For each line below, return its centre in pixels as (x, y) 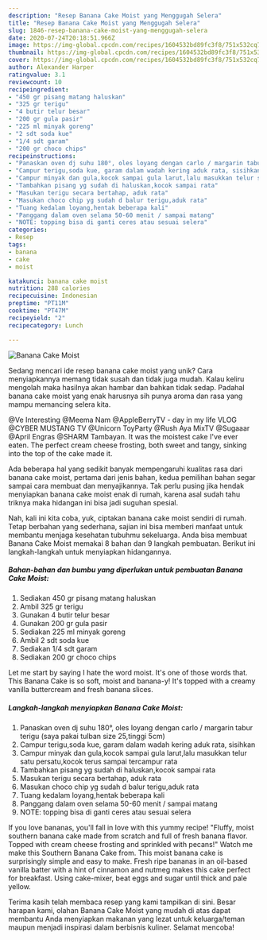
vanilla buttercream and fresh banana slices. (81, 690)
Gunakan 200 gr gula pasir (64, 624)
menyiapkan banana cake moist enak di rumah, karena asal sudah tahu (124, 494)
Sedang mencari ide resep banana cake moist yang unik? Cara (110, 370)
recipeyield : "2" (37, 318)
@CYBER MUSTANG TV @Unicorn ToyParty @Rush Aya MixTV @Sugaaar (129, 428)
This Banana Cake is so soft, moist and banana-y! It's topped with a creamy (132, 681)
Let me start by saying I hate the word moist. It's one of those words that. (128, 673)
